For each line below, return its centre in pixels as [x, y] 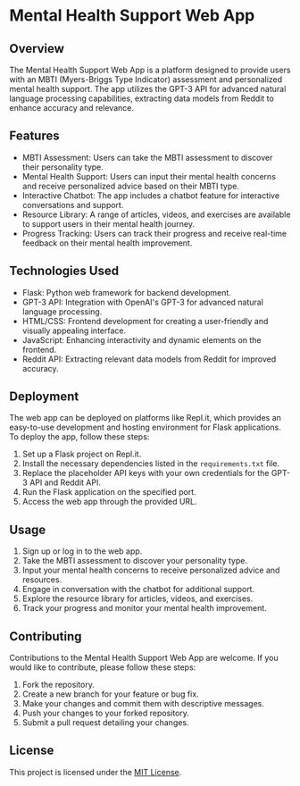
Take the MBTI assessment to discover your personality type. [135, 561]
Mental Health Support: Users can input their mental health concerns [149, 176]
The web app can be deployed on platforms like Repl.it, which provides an [145, 418]
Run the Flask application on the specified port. [109, 492]
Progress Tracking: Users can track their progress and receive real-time [154, 233]
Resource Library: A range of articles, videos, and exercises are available [156, 214]
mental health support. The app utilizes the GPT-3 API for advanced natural [148, 89]
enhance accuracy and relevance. [71, 108]
